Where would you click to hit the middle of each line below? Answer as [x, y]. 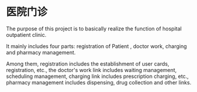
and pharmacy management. [41, 52]
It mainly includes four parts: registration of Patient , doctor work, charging [96, 46]
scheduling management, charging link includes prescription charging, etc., [98, 76]
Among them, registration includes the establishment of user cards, [88, 64]
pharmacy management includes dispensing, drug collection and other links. [99, 82]
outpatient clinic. [26, 35]
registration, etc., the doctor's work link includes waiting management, [91, 70]
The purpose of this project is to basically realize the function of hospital [94, 28]
